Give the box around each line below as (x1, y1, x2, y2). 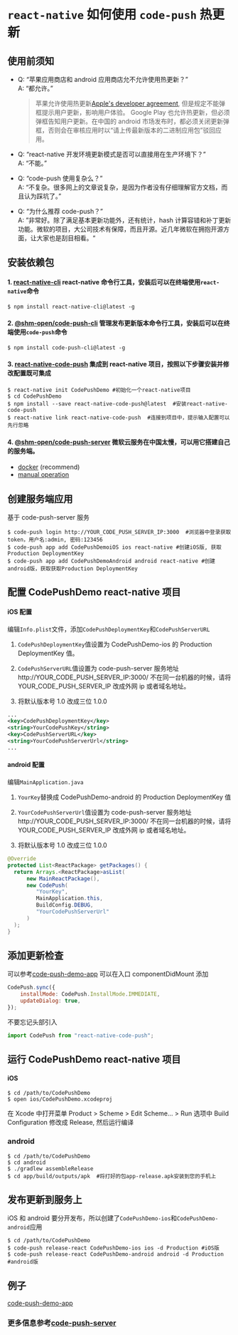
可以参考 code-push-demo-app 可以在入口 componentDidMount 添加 (7, 970, 209, 979)
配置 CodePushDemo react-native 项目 (7, 586, 181, 599)
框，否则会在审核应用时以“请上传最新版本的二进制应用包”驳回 (35, 126, 215, 134)
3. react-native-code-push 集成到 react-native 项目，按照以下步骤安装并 (7, 360, 224, 368)
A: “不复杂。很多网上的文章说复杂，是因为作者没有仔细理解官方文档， (17, 183, 222, 191)
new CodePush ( (26, 882, 69, 889)
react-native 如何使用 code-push (7, 6, 198, 23)
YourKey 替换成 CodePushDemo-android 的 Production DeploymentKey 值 (17, 793, 232, 802)
